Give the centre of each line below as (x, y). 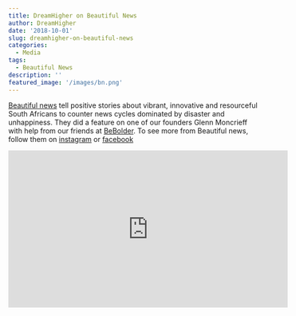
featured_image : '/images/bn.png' (66, 82)
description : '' (35, 75)
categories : (28, 45)
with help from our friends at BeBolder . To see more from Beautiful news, (128, 130)
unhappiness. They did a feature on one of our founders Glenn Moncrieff (128, 122)
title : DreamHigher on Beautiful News (73, 16)
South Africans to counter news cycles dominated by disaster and (116, 113)
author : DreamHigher (43, 23)
